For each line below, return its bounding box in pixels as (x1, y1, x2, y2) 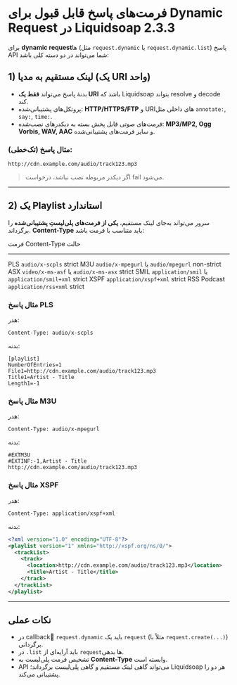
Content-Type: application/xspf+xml (8, 510, 115, 517)
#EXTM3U (8, 452, 31, 459)
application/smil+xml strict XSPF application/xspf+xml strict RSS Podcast (8, 274, 226, 283)
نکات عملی (8, 614, 51, 627)
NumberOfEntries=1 (8, 361, 62, 369)
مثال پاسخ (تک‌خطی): (8, 144, 73, 154)
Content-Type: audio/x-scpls (8, 329, 94, 337)
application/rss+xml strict (8, 282, 85, 290)
